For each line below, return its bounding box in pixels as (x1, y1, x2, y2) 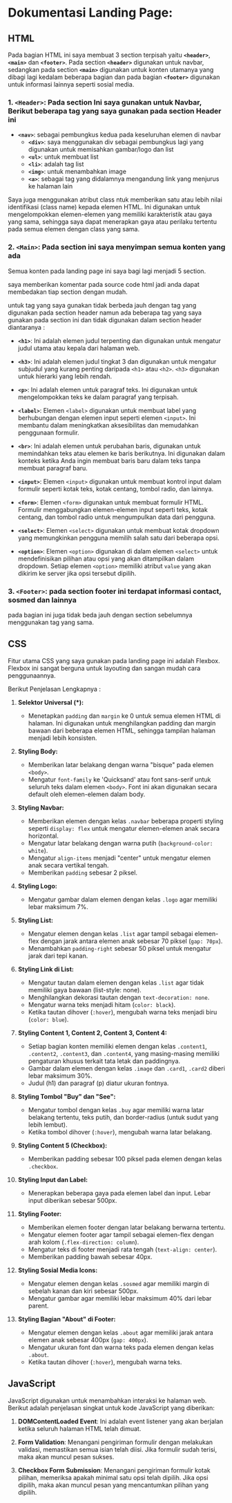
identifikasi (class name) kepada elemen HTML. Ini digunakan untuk (8, 203, 201, 211)
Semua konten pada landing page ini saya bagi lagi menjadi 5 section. (8, 267, 206, 275)
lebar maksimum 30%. (28, 1071, 93, 1080)
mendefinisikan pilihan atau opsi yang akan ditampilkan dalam (17, 554, 195, 563)
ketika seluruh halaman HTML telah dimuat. (17, 1424, 142, 1432)
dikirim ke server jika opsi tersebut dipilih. (17, 569, 137, 577)
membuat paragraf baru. (17, 464, 88, 472)
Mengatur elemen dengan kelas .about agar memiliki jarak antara (28, 1328, 213, 1337)
